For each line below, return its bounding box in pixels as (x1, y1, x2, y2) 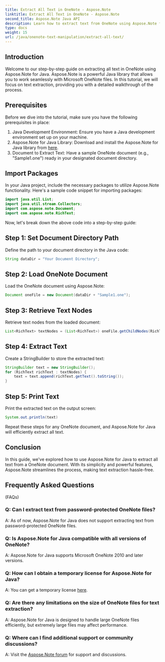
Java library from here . (12, 145, 59, 150)
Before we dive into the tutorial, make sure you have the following (5, 114, 137, 120)
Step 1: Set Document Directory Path (5, 234, 119, 242)
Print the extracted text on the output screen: (5, 405, 97, 411)
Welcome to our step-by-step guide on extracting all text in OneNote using (5, 66, 156, 72)
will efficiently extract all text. (5, 429, 64, 435)
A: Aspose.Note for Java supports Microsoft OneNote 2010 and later (5, 552, 143, 558)
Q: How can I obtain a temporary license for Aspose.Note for (5, 570, 152, 577)
